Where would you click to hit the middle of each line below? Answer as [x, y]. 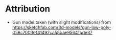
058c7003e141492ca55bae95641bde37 [52, 32]
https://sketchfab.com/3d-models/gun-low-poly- [62, 27]
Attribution [28, 9]
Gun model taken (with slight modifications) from [61, 22]
